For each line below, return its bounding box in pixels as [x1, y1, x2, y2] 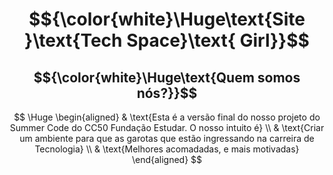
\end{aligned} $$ [131, 154, 203, 165]
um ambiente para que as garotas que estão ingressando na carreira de [19, 133, 315, 144]
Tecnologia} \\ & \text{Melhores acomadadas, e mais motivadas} [34, 143, 300, 155]
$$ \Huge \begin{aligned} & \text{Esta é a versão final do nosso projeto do [13, 111, 321, 123]
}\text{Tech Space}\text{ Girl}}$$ [24, 29, 310, 52]
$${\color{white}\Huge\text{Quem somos [33, 69, 301, 86]
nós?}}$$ [136, 84, 198, 102]
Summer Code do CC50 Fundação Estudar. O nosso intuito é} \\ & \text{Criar [9, 122, 325, 133]
